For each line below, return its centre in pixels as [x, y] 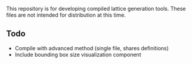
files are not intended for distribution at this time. [66, 15]
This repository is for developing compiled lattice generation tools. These [96, 9]
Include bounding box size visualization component [78, 54]
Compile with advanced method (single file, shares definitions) [92, 48]
